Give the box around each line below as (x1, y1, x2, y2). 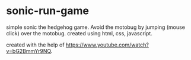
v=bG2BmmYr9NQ (6, 47, 52, 54)
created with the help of (6, 41, 65, 48)
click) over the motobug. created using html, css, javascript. (6, 29, 152, 36)
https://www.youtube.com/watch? (65, 41, 149, 48)
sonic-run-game (6, 4, 89, 18)
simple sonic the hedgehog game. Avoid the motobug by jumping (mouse (6, 24, 186, 31)
